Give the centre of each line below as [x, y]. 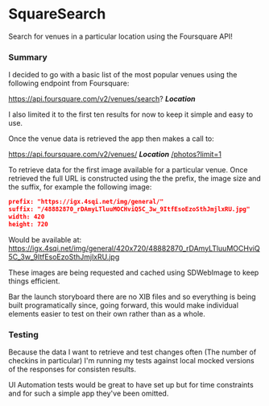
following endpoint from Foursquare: [69, 83]
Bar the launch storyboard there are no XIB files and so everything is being [132, 296]
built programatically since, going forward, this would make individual [124, 305]
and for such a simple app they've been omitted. [89, 394]
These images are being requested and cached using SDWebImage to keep [134, 272]
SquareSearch [57, 14]
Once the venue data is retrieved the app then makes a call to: [112, 139]
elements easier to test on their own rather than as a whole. [107, 313]
